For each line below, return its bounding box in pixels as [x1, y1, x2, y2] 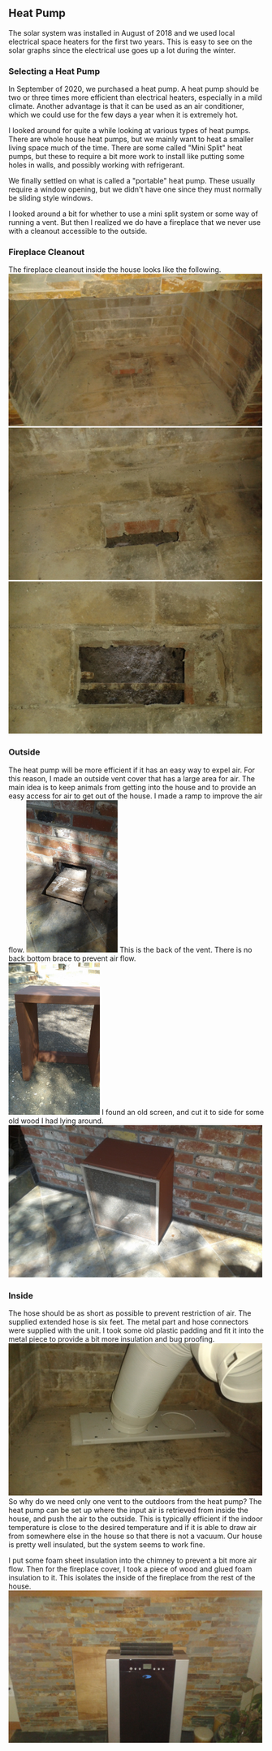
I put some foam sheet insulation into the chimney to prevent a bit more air [8, 1555, 257, 1565]
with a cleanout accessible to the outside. [8, 227, 148, 236]
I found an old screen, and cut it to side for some [101, 1107, 265, 1117]
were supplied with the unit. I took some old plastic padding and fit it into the [8, 1325, 264, 1335]
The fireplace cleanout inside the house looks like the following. [8, 265, 222, 275]
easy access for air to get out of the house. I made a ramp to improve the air [8, 791, 263, 801]
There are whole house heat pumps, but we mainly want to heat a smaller [8, 134, 254, 145]
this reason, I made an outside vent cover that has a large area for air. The [8, 773, 256, 783]
